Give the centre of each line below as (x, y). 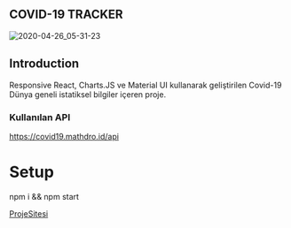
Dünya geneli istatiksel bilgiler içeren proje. (88, 94)
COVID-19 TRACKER (66, 15)
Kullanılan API (40, 117)
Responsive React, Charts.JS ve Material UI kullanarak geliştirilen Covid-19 (145, 85)
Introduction (44, 64)
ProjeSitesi (29, 213)
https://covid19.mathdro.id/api (64, 136)
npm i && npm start (44, 196)
